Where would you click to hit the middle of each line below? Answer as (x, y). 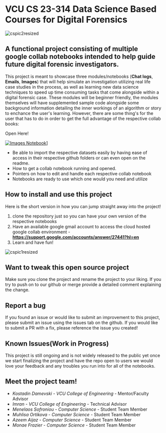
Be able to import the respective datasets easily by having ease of (80, 153)
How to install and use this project (59, 194)
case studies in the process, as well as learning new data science (72, 87)
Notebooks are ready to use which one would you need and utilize (80, 179)
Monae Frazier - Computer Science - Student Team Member (74, 425)
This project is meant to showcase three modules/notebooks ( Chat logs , (79, 76)
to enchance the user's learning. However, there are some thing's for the (79, 113)
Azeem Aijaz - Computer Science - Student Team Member (72, 420)
